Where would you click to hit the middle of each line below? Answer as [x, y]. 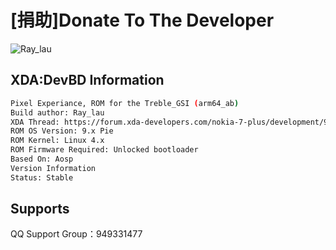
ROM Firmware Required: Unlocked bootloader [104, 150]
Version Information [53, 168]
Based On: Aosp [42, 159]
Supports [40, 209]
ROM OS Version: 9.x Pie [62, 131]
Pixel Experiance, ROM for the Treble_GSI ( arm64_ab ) [125, 103]
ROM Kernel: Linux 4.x [57, 141]
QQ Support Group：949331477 [76, 234]
